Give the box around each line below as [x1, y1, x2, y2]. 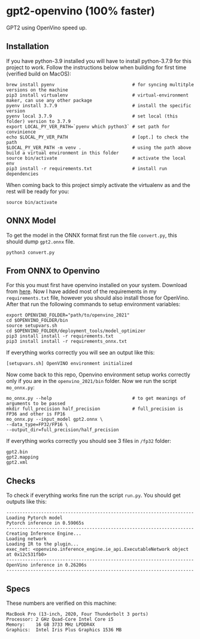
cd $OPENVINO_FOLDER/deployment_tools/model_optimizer [6, 328, 146, 334]
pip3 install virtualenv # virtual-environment [6, 92, 189, 98]
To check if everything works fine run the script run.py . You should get [6, 492, 181, 499]
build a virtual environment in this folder [6, 150, 119, 156]
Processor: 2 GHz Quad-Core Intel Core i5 [6, 616, 114, 622]
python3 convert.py [6, 249, 55, 255]
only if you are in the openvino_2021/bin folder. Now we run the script [6, 378, 177, 385]
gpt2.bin [6, 449, 28, 455]
